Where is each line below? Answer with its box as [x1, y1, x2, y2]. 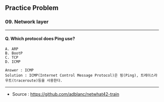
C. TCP [5, 55, 19, 60]
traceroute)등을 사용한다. [14, 78, 62, 83]
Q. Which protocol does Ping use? [5, 36, 75, 42]
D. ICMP [5, 59, 21, 64]
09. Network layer [5, 18, 49, 25]
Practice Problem [5, 4, 59, 12]
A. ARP [5, 46, 19, 51]
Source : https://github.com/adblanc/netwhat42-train [12, 91, 120, 97]
